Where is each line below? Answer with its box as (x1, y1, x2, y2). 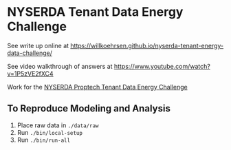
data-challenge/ (7, 49, 53, 57)
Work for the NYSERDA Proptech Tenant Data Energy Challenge (7, 83, 188, 91)
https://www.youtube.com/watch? (113, 62, 211, 70)
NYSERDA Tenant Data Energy (7, 4, 184, 20)
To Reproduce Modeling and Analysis (7, 103, 170, 114)
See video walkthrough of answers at (7, 62, 113, 70)
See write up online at (7, 41, 69, 50)
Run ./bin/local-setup (16, 128, 82, 136)
